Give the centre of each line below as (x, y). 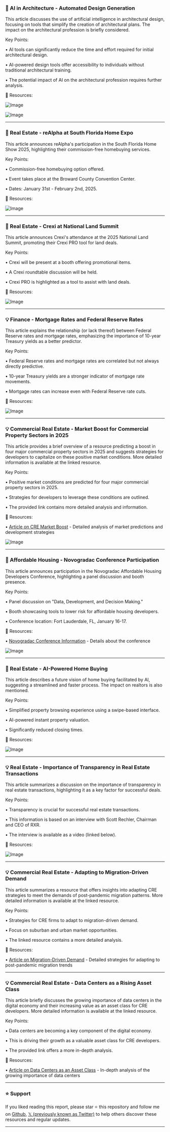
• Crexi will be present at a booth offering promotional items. (68, 262)
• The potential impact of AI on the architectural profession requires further (83, 80)
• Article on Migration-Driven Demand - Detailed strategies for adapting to (83, 959)
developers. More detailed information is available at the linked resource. (81, 1011)
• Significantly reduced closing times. (45, 730)
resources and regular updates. (38, 1120)
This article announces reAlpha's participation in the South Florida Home (81, 144)
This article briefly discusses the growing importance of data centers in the (83, 1000)
